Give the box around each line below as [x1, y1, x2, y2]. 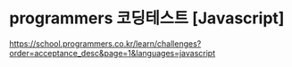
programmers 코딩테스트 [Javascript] [9, 8, 285, 29]
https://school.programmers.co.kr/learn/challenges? [9, 38, 202, 49]
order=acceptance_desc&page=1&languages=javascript [9, 47, 216, 58]
